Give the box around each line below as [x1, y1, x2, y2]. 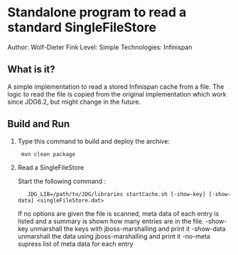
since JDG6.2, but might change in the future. [7, 97, 141, 106]
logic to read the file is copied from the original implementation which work [7, 89, 227, 98]
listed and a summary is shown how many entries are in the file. [17, 217, 204, 225]
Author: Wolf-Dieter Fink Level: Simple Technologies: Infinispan [7, 43, 193, 51]
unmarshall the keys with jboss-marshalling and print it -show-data [29, 224, 226, 233]
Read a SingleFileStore [17, 163, 85, 171]
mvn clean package [21, 151, 76, 158]
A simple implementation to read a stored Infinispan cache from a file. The [7, 82, 225, 91]
